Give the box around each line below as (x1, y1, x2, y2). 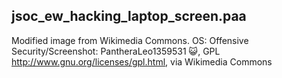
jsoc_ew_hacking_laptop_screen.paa (11, 8, 247, 25)
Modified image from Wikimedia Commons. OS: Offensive (11, 34, 249, 46)
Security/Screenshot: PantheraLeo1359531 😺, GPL (11, 45, 221, 57)
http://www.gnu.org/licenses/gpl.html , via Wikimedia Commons (11, 55, 273, 68)
